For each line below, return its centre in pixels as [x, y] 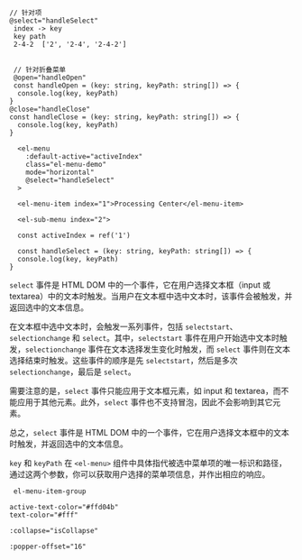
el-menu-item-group [50, 491]
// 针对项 [26, 13]
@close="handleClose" [50, 109]
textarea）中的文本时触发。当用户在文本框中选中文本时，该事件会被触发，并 [151, 296]
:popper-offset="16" [48, 546]
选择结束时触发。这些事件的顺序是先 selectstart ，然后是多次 [124, 360]
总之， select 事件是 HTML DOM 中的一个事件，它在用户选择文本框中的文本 [150, 432]
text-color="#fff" [44, 515]
